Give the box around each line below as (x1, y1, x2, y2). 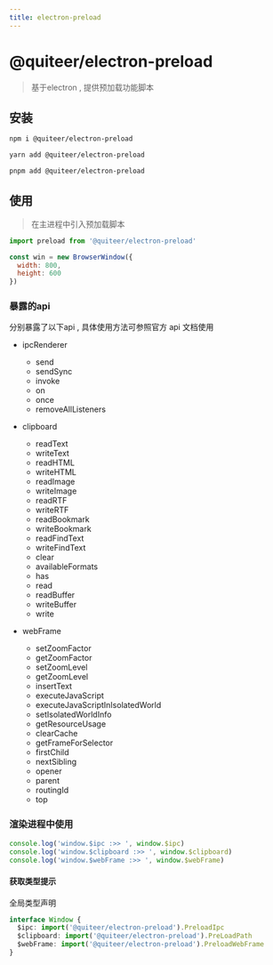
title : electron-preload (9, 12, 101, 22)
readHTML (35, 457, 76, 468)
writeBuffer (35, 599, 77, 610)
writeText (35, 448, 69, 459)
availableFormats (35, 561, 99, 572)
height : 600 (17, 269, 62, 278)
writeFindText (35, 543, 86, 553)
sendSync (35, 366, 73, 377)
